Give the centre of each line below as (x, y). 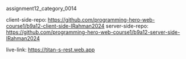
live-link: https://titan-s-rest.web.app (51, 50)
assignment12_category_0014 (42, 8)
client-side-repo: (26, 20)
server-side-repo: (127, 26)
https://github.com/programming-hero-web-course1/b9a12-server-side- (93, 32)
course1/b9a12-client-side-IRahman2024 (55, 26)
